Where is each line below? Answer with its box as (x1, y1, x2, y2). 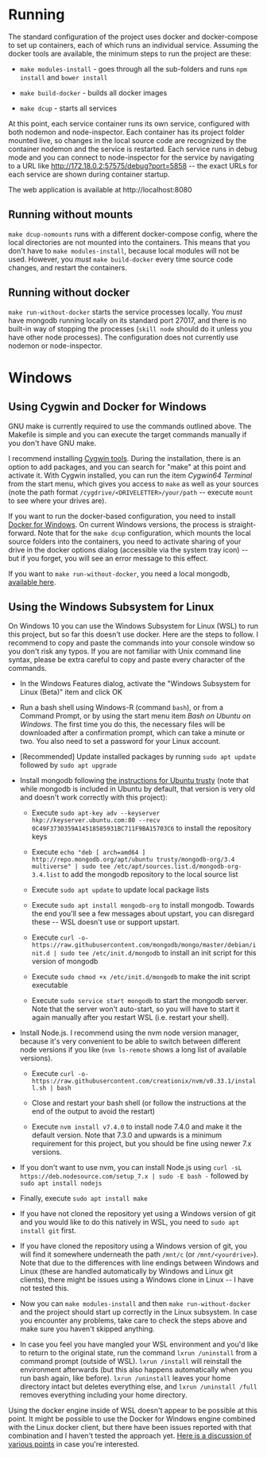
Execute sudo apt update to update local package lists (31, 885, 210, 895)
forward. (8, 528, 37, 537)
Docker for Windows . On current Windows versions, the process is (8, 519, 226, 529)
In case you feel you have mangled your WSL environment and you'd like (19, 1339, 258, 1349)
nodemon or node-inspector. (8, 340, 103, 351)
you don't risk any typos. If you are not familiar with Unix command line (8, 646, 242, 657)
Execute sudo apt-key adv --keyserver (31, 808, 161, 818)
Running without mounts (8, 208, 133, 222)
